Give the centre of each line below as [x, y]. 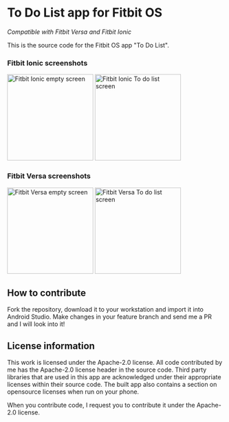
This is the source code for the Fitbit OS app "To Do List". [88, 45]
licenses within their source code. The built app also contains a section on [112, 385]
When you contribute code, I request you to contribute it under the [101, 405]
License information [51, 346]
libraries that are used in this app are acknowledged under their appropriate [114, 377]
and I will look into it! [36, 324]
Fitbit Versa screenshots [49, 176]
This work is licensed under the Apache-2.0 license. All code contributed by [115, 363]
